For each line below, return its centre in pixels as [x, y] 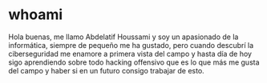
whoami [36, 15]
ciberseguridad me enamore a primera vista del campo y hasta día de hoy [130, 53]
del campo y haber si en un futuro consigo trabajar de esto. [106, 70]
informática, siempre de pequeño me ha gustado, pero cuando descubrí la [131, 45]
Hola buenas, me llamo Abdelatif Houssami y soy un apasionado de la [123, 37]
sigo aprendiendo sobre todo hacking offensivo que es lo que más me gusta [134, 62]
